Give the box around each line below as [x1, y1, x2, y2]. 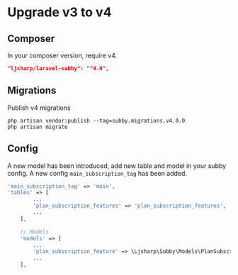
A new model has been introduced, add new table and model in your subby [7, 161, 227, 170]
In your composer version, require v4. [7, 51, 118, 60]
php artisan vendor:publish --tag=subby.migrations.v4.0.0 [7, 117, 186, 124]
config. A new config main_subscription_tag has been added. [7, 169, 188, 177]
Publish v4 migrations [7, 103, 71, 112]
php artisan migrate [7, 123, 69, 130]
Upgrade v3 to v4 [7, 4, 112, 21]
